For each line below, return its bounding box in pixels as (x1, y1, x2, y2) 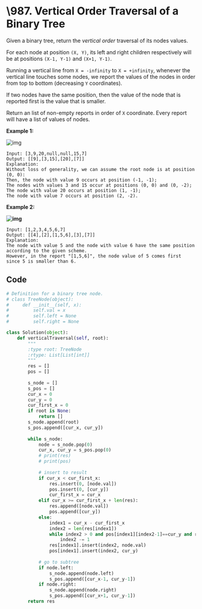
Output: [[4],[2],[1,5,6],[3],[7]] (6, 232, 96, 238)
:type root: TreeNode (28, 346, 82, 352)
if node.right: (38, 581, 77, 588)
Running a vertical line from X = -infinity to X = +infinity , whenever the (6, 66, 191, 73)
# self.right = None (6, 319, 79, 325)
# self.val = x (6, 307, 66, 314)
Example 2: (6, 203, 35, 210)
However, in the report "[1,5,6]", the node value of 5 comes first (6, 253, 182, 259)
